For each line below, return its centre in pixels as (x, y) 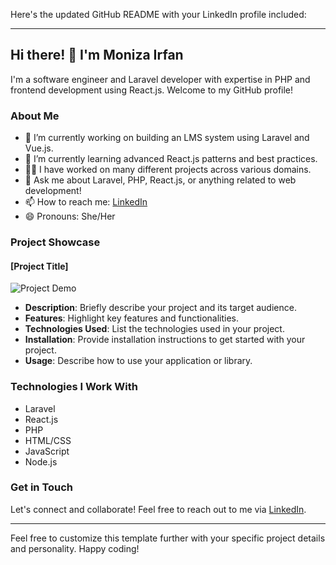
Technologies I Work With (74, 387)
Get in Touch (42, 487)
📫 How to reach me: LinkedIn (86, 202)
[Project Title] (39, 266)
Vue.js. (39, 148)
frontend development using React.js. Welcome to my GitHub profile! (152, 90)
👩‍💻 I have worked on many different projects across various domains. (168, 170)
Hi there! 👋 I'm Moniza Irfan (97, 55)
